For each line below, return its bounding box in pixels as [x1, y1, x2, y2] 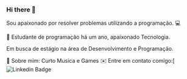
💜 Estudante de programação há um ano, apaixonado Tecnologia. [6, 33, 171, 41]
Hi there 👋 [6, 5, 37, 14]
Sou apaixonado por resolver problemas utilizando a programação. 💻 [6, 19, 181, 27]
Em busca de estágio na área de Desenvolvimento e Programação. [6, 45, 174, 52]
